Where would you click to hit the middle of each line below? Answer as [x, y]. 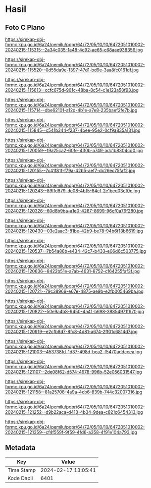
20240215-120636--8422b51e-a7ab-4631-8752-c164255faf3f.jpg [73, 271]
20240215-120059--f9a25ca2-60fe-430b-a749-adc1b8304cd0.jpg [74, 150]
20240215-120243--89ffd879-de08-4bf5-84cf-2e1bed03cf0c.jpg [73, 191]
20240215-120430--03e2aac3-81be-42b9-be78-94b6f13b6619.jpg [74, 231]
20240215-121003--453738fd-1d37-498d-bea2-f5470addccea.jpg [74, 352]
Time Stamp [22, 470]
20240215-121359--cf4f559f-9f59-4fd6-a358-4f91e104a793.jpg [71, 432]
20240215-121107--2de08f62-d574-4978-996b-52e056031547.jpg [74, 372]
